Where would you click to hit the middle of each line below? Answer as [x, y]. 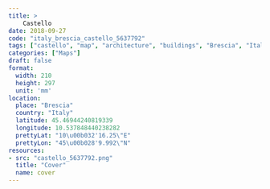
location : [25, 98]
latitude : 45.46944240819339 [64, 121]
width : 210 [34, 76]
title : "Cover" [41, 166]
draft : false [30, 61]
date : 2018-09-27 [37, 31]
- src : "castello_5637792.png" [61, 158]
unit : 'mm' [34, 90]
